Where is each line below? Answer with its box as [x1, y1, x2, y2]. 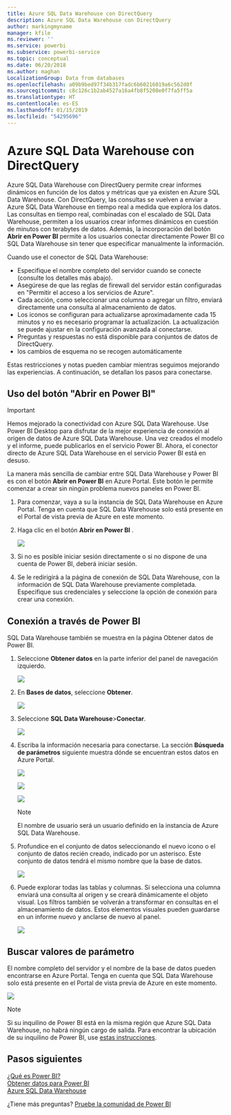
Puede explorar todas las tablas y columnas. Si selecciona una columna [17, 883, 221, 891]
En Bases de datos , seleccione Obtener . [17, 688, 133, 696]
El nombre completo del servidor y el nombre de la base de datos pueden [7, 964, 216, 972]
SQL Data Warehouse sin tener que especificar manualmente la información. [7, 239, 225, 248]
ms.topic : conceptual [7, 55, 70, 62]
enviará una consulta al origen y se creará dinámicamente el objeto [17, 891, 208, 899]
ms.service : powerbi [7, 42, 67, 49]
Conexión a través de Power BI [7, 615, 141, 627]
